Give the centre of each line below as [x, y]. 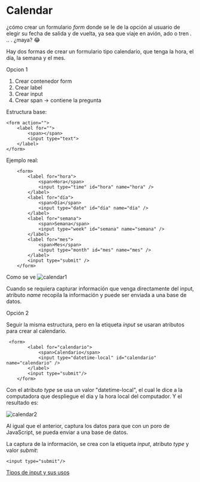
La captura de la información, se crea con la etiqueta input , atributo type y [98, 444]
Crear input [29, 94]
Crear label [28, 87]
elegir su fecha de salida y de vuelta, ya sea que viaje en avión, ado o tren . [99, 33]
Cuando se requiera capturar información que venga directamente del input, [100, 288]
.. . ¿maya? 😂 [23, 40]
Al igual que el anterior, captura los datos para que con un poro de [88, 426]
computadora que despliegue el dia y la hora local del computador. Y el [94, 396]
